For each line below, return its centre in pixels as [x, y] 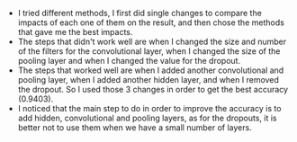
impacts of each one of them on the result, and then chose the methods [151, 22]
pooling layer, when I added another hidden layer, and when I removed [148, 80]
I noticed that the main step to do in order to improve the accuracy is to [149, 108]
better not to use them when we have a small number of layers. [135, 128]
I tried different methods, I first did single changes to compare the [140, 13]
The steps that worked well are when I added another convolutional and [151, 70]
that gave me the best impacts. [75, 32]
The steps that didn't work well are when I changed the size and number [152, 41]
